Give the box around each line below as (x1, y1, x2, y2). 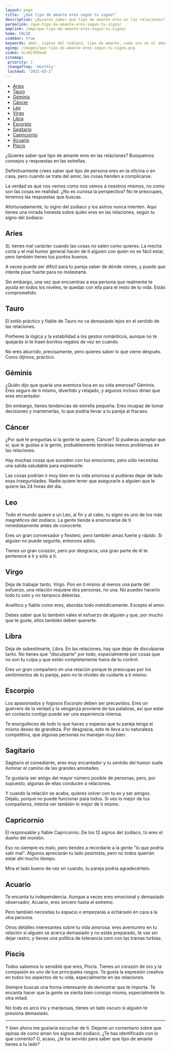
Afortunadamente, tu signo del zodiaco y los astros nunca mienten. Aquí (5, 204, 157, 209)
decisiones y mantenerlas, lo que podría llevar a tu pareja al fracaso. (5, 408, 149, 414)
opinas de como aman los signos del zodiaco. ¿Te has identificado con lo (5, 1030, 159, 1036)
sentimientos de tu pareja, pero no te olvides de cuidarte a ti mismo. (5, 671, 148, 678)
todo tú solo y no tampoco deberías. (5, 592, 81, 598)
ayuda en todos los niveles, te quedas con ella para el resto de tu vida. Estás (5, 284, 166, 290)
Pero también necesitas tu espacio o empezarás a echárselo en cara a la (5, 909, 158, 915)
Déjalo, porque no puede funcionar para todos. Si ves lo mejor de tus (5, 796, 150, 802)
